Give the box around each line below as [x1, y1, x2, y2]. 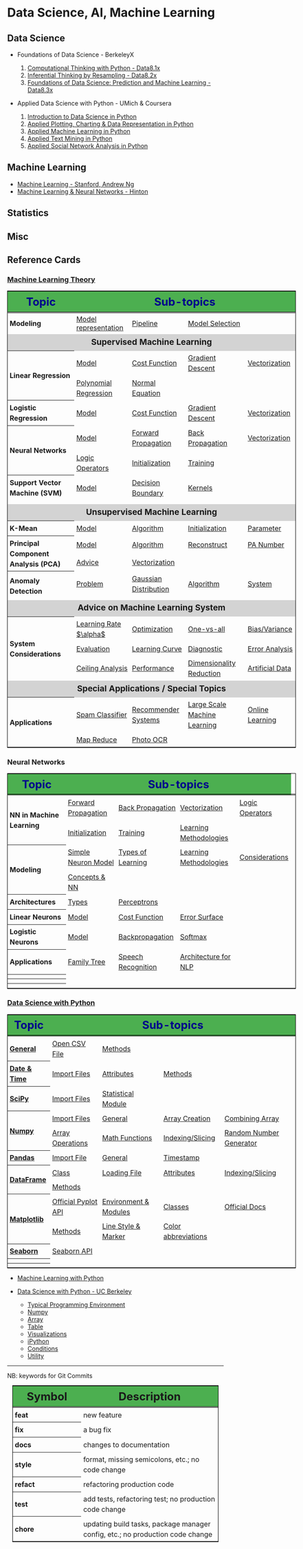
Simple [67, 847, 91, 857]
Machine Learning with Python [16, 1274, 104, 1282]
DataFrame [9, 1175, 47, 1185]
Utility [27, 1352, 45, 1360]
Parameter [247, 523, 282, 533]
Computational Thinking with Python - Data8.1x [27, 64, 160, 72]
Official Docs [224, 1202, 267, 1212]
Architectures [9, 897, 56, 907]
